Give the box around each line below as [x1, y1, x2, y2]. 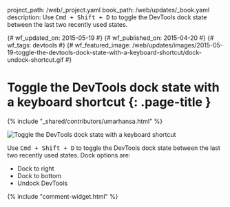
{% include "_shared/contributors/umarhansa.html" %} [7, 117, 163, 125]
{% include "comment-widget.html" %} [7, 192, 118, 200]
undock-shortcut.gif [7, 56, 64, 64]
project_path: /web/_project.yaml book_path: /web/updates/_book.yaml [7, 6, 210, 14]
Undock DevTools [17, 179, 67, 187]
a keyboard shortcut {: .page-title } [7, 94, 211, 110]
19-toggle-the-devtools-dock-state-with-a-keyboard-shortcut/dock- [7, 48, 202, 56]
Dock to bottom [17, 171, 62, 179]
